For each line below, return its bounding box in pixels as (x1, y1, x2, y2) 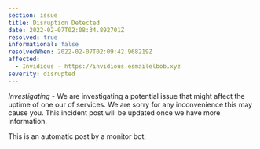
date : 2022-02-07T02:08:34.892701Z (8, 26, 125, 34)
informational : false (8, 41, 79, 49)
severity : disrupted (8, 70, 76, 78)
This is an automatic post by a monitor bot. (8, 131, 147, 141)
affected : (8, 56, 41, 64)
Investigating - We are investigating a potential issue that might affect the (8, 91, 245, 100)
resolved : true (8, 33, 58, 42)
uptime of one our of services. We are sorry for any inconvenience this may (8, 100, 253, 109)
